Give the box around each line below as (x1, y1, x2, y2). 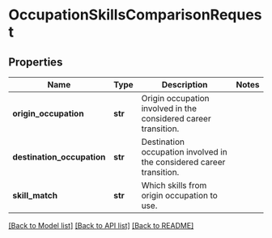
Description (161, 79, 208, 90)
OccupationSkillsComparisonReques (8, 6, 262, 24)
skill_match (12, 190, 58, 201)
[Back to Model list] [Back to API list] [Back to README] (8, 221, 194, 230)
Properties (8, 55, 63, 69)
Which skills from (141, 180, 207, 191)
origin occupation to (141, 190, 219, 201)
